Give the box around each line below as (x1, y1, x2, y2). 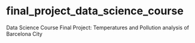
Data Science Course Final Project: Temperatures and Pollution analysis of (6, 24, 190, 31)
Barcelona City (6, 30, 43, 37)
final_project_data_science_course (6, 4, 184, 18)
